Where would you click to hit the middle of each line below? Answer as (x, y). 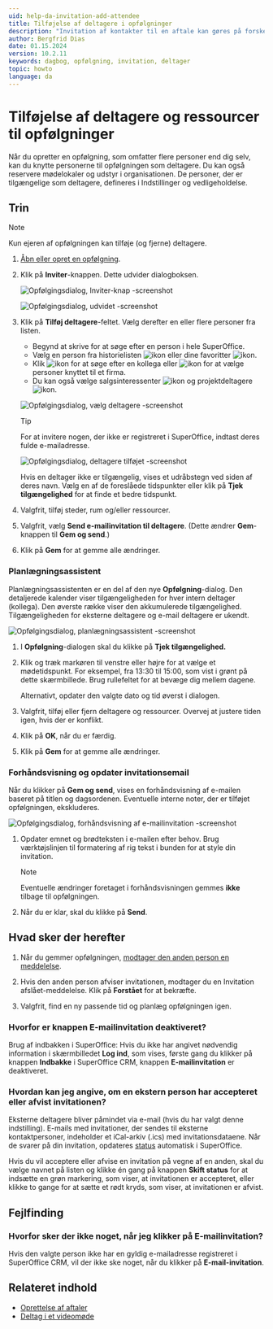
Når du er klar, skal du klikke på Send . (84, 912)
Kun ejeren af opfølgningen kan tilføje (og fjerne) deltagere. (108, 243)
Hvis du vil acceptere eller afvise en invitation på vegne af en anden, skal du (136, 1161)
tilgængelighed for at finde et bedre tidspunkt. (98, 495)
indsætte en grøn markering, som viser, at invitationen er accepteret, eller (131, 1179)
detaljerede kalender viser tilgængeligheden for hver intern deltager (122, 598)
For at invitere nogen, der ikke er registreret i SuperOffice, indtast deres (140, 437)
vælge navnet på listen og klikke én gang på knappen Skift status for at (128, 1170)
